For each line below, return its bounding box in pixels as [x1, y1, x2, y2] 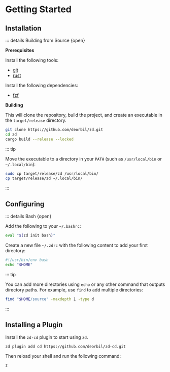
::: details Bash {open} [5, 213, 52, 220]
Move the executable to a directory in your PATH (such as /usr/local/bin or [5, 155, 162, 162]
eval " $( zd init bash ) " [5, 233, 56, 238]
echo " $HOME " [5, 262, 33, 267]
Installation [5, 24, 42, 33]
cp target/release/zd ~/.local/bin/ [5, 176, 83, 181]
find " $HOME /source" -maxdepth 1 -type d [5, 297, 94, 302]
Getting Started [5, 4, 72, 15]
